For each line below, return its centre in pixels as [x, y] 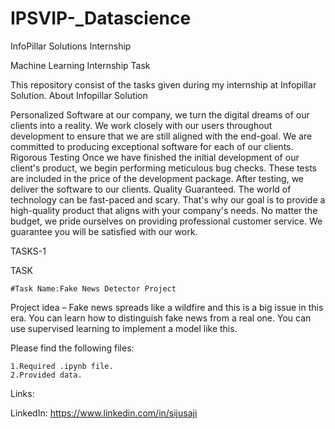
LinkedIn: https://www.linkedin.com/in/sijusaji [104, 413]
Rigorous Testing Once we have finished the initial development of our [155, 157]
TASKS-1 [28, 251]
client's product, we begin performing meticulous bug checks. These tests [163, 168]
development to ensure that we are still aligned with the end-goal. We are [161, 136]
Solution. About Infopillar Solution [79, 95]
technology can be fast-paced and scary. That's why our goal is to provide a [168, 199]
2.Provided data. [46, 375]
